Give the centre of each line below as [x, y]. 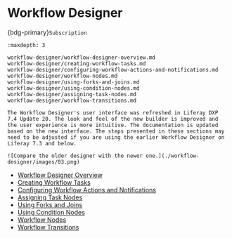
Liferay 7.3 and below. [42, 143]
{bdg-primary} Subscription [47, 32]
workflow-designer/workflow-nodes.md [63, 76]
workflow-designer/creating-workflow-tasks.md [77, 64]
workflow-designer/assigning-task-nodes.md [72, 94]
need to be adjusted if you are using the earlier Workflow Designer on [116, 137]
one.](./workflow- [172, 156]
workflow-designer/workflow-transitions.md [72, 100]
